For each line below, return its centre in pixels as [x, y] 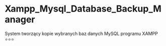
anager [20, 19]
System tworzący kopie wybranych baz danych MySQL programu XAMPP [81, 33]
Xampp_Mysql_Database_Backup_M [83, 9]
